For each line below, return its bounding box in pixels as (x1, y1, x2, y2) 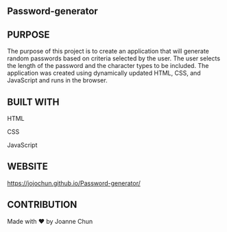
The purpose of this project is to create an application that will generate (7, 47, 209, 56)
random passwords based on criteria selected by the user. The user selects (7, 54, 221, 62)
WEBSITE (7, 161, 48, 172)
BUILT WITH (7, 96, 60, 108)
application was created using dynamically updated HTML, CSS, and (7, 69, 201, 78)
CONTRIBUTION (7, 199, 77, 211)
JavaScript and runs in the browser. (7, 76, 108, 84)
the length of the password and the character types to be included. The (7, 62, 209, 70)
